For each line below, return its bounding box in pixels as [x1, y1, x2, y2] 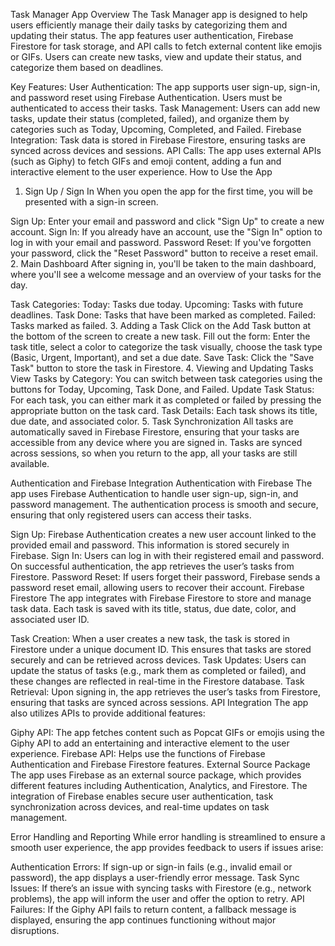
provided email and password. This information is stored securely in [10, 539, 290, 551]
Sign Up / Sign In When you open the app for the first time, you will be [24, 185, 313, 197]
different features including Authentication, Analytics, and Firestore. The [10, 780, 308, 791]
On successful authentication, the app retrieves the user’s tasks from [10, 560, 295, 572]
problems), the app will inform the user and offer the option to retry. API [10, 893, 305, 904]
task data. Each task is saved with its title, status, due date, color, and [10, 603, 297, 614]
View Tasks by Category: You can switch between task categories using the [10, 373, 323, 384]
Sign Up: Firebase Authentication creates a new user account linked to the [10, 529, 317, 540]
